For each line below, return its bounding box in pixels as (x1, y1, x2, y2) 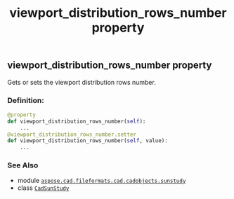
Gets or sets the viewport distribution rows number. (7, 78, 156, 86)
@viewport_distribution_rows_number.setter (7, 131, 137, 138)
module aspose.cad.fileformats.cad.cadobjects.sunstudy (17, 177, 186, 185)
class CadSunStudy (17, 184, 70, 192)
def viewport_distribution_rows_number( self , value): (7, 137, 169, 144)
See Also (7, 160, 39, 170)
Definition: (7, 95, 44, 105)
